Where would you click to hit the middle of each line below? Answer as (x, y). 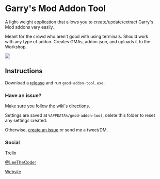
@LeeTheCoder (21, 163)
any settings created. (26, 121)
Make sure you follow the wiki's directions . (48, 106)
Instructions (24, 71)
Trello (11, 153)
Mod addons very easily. (30, 27)
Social (13, 142)
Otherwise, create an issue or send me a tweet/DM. (56, 130)
